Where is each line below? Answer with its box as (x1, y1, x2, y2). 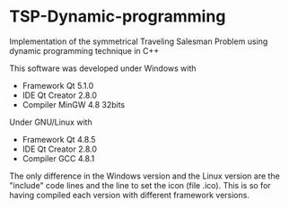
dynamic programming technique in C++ (9, 45, 160, 56)
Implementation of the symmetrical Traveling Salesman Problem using (9, 36, 268, 47)
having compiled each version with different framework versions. (9, 189, 250, 200)
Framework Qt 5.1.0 (22, 80, 94, 91)
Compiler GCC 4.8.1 (22, 152, 95, 163)
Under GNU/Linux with (9, 117, 92, 127)
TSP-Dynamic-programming (9, 6, 226, 27)
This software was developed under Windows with (9, 63, 197, 74)
